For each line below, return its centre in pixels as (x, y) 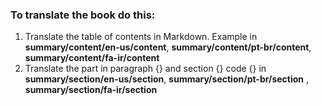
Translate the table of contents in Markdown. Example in (141, 37)
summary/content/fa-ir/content (92, 58)
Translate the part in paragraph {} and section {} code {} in (145, 69)
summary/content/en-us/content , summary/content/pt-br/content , (168, 47)
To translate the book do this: (83, 15)
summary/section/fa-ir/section (91, 90)
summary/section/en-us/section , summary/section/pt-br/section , (167, 79)
